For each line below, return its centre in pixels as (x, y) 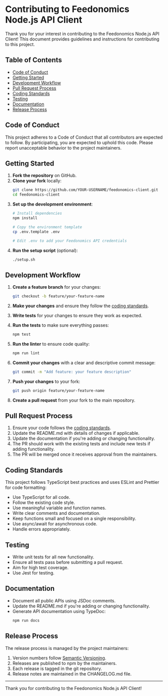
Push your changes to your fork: (46, 381)
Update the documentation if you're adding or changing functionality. (83, 438)
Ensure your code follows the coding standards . (62, 428)
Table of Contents (34, 60)
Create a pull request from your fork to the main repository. (74, 400)
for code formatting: (26, 488)
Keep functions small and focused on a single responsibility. (74, 518)
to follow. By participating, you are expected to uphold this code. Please (79, 142)
